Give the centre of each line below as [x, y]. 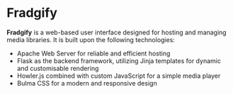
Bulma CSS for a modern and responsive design [87, 83]
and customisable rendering [58, 68]
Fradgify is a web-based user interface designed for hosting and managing [117, 32]
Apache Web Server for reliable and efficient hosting [93, 53]
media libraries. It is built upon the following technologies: [91, 39]
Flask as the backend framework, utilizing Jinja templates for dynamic [119, 60]
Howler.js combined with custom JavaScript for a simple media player [119, 76]
